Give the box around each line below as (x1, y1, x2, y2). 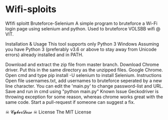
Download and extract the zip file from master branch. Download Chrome (5, 61, 159, 67)
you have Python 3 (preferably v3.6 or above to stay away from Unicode (5, 46, 157, 52)
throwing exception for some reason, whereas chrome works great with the (5, 94, 163, 100)
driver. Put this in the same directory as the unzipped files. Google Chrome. (5, 67, 163, 73)
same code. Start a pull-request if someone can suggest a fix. (5, 99, 135, 105)
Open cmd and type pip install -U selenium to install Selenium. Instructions (5, 72, 162, 78)
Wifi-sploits (5, 4, 57, 15)
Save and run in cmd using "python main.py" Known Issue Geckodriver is (5, 88, 159, 94)
